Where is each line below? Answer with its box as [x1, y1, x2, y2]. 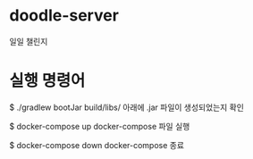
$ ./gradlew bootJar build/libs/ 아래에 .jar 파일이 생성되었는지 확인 [9, 102, 244, 113]
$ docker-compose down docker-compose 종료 [9, 139, 185, 150]
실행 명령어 [9, 71, 86, 91]
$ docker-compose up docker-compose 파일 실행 [9, 121, 190, 131]
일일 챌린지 [9, 36, 48, 46]
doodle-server [9, 5, 119, 26]
